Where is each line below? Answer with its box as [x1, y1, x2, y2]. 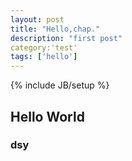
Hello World [10, 108, 85, 125]
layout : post [10, 14, 65, 25]
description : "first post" [10, 33, 123, 43]
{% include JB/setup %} [10, 79, 110, 91]
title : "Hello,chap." [10, 24, 101, 34]
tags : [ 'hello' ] [10, 52, 78, 62]
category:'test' [10, 42, 78, 53]
